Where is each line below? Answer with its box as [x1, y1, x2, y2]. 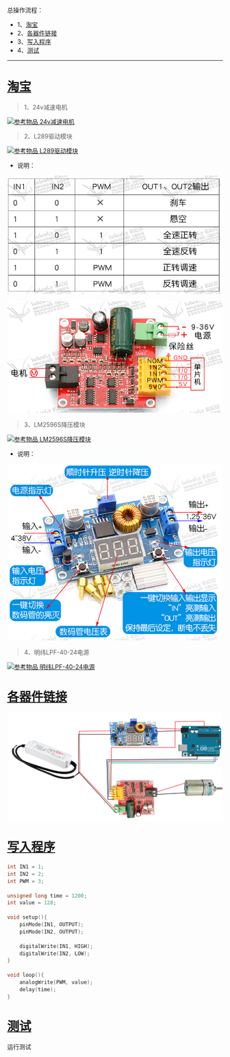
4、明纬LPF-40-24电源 [23, 648, 90, 656]
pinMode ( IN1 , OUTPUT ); [19, 921, 84, 928]
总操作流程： [7, 6, 43, 14]
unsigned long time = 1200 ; [7, 892, 88, 899]
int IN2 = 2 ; [7, 870, 44, 878]
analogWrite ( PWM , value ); [19, 979, 94, 986]
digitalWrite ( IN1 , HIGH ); [19, 943, 94, 950]
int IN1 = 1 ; [7, 863, 44, 871]
